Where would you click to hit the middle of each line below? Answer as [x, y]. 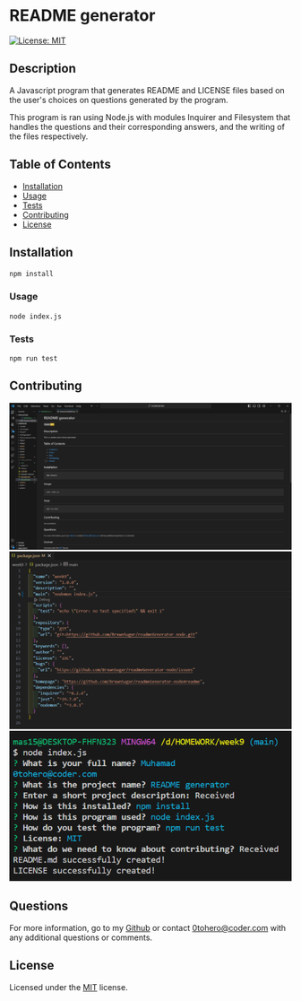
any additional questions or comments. [81, 937]
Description [43, 69]
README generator [82, 16]
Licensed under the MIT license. [69, 987]
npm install [31, 274]
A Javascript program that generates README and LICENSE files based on [147, 90]
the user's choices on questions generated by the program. [119, 100]
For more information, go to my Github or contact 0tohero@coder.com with [148, 927]
